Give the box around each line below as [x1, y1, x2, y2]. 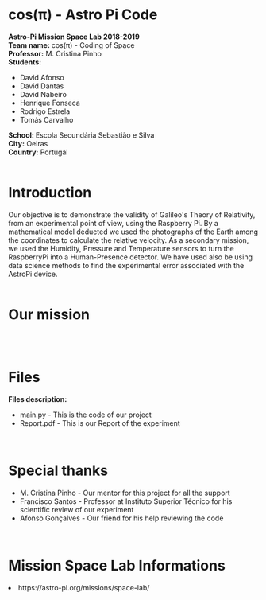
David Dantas [19, 81, 64, 91]
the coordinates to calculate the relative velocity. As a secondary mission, [8, 235, 249, 244]
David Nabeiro [19, 89, 67, 99]
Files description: [8, 394, 67, 403]
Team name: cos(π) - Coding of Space [8, 40, 135, 49]
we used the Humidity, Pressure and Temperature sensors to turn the [8, 244, 234, 253]
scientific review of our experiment [19, 505, 134, 514]
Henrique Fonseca [19, 98, 81, 107]
